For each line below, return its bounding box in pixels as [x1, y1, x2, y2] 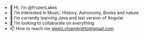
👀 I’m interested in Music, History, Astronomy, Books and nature [9, 10, 139, 16]
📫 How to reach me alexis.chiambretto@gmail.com [9, 26, 114, 31]
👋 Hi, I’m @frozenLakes [9, 5, 58, 10]
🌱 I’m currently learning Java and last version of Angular [9, 15, 124, 20]
